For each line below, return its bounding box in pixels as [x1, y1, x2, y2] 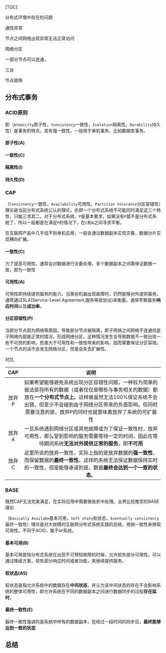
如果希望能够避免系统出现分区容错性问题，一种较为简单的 [24, 379, 158, 386]
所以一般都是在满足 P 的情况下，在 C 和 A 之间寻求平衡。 [18, 219, 124, 225]
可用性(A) [5, 279, 25, 285]
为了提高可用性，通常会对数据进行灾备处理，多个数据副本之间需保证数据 [5, 261, 152, 266]
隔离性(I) [5, 164, 23, 170]
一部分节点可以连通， [5, 56, 48, 62]
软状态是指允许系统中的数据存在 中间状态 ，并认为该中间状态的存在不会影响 [5, 582, 157, 588]
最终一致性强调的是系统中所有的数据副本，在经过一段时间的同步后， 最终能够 [5, 618, 161, 624]
